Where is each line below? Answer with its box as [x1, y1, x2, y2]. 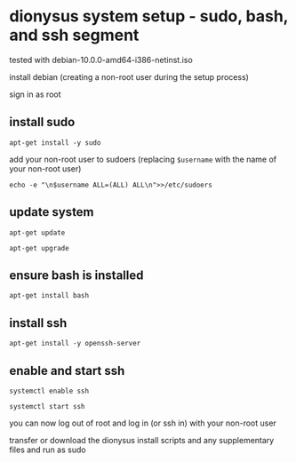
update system [9, 204, 95, 219]
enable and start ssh [9, 362, 125, 378]
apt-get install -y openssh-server [9, 339, 141, 348]
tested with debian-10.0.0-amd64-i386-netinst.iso [9, 54, 193, 65]
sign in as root [9, 89, 61, 100]
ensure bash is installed [9, 267, 144, 283]
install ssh [9, 315, 68, 331]
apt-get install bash [9, 291, 90, 300]
